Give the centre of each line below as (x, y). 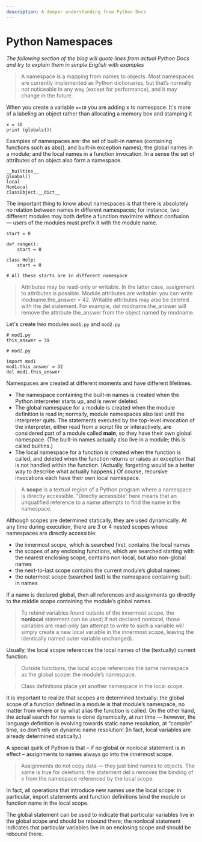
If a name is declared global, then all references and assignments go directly (101, 595)
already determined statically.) (44, 736)
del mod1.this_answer (33, 372)
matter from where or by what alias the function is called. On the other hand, (101, 710)
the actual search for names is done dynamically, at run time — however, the (101, 717)
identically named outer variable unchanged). (77, 638)
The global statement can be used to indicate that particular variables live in (100, 814)
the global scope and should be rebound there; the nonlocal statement (93, 821)
